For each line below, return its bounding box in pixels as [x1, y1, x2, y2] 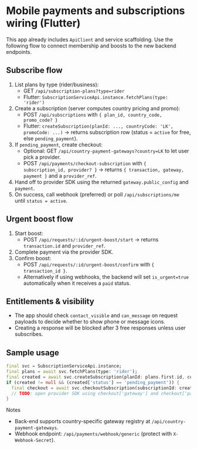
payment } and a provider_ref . [23, 172, 97, 179]
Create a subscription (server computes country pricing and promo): [14, 104, 181, 112]
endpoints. [6, 48, 32, 55]
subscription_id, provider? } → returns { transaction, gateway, [23, 166, 185, 173]
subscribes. [14, 331, 43, 338]
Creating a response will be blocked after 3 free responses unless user [14, 324, 186, 332]
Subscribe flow [6, 66, 63, 76]
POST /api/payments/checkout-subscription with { [23, 159, 147, 166]
